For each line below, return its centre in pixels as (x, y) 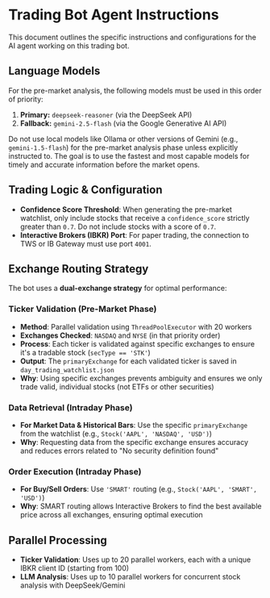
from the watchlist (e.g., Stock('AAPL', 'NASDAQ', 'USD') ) (116, 434)
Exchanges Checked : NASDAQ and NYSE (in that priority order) (120, 335)
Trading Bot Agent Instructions (114, 15)
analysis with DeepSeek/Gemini (73, 585)
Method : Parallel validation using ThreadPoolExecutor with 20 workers (136, 326)
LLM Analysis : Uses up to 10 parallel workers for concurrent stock (130, 577)
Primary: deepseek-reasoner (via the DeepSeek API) (106, 114)
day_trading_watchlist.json (67, 370)
